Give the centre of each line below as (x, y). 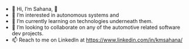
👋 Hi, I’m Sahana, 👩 (35, 9)
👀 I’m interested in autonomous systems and (65, 15)
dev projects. (28, 33)
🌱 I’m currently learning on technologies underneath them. (82, 21)
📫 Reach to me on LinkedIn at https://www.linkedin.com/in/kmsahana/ (97, 40)
